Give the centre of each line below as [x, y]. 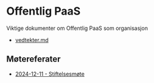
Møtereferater [33, 59]
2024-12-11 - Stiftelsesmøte [50, 74]
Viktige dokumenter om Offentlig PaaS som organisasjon [77, 28]
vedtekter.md [32, 40]
